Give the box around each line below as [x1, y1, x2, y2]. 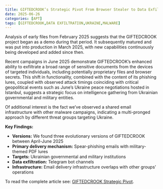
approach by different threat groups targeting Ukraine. [5, 114, 114, 120]
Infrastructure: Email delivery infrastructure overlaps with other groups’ [12, 164, 156, 170]
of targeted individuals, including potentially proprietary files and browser [5, 69, 152, 75]
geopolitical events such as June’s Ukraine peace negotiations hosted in [5, 84, 149, 90]
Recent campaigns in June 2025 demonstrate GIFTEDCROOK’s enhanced [5, 59, 152, 64]
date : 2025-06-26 [5, 12, 40, 16]
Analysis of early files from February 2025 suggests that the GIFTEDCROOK [5, 34, 157, 40]
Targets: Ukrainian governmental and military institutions [12, 154, 126, 160]
